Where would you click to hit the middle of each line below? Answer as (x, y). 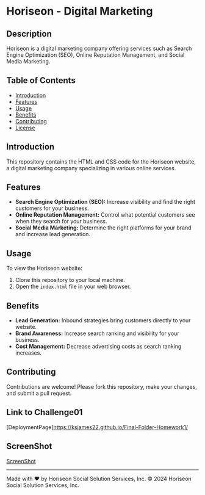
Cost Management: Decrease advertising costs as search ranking (98, 347)
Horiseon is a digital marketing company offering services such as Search (99, 48)
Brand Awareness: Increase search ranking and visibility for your (97, 333)
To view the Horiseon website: (44, 268)
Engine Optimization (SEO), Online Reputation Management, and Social (95, 55)
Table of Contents (41, 81)
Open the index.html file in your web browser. (73, 287)
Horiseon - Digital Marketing (80, 11)
